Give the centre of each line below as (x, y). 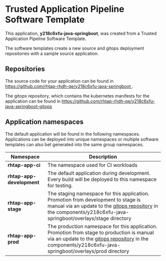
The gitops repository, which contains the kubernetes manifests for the (77, 96)
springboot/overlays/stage (79, 218)
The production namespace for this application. (103, 226)
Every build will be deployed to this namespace (102, 179)
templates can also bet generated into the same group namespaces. (75, 144)
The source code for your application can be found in (59, 81)
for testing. (60, 185)
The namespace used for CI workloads (92, 165)
